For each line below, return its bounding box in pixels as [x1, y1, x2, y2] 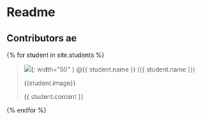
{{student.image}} [23, 79, 76, 87]
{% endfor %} [6, 106, 47, 114]
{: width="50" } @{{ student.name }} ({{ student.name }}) [30, 65, 196, 74]
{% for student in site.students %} [6, 51, 105, 59]
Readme [6, 4, 56, 20]
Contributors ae [6, 32, 78, 44]
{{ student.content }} [23, 93, 84, 100]
